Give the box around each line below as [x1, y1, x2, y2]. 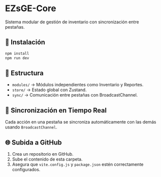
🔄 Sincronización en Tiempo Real [5, 106, 107, 114]
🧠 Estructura [5, 69, 44, 77]
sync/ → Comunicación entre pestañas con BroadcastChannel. [12, 92, 138, 98]
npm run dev [5, 55, 29, 61]
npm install [5, 51, 29, 56]
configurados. [12, 166, 40, 172]
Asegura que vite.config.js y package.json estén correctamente [12, 161, 143, 167]
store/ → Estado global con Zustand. [12, 87, 87, 93]
